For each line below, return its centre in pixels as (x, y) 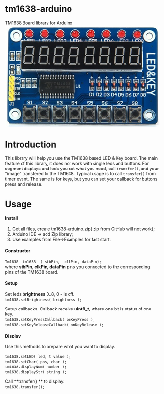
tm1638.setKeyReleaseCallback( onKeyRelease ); (55, 325)
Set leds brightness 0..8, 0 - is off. (40, 294)
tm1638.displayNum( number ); (36, 367)
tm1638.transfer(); (25, 387)
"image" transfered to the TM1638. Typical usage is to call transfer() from (80, 174)
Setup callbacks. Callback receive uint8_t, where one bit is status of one (78, 309)
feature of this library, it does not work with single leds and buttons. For (77, 164)
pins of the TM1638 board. (32, 272)
